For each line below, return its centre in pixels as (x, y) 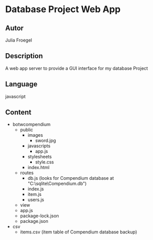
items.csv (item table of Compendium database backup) (79, 232)
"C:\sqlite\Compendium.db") (57, 184)
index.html (38, 168)
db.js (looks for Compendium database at (71, 178)
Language (21, 84)
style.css (44, 162)
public (27, 130)
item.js (35, 194)
